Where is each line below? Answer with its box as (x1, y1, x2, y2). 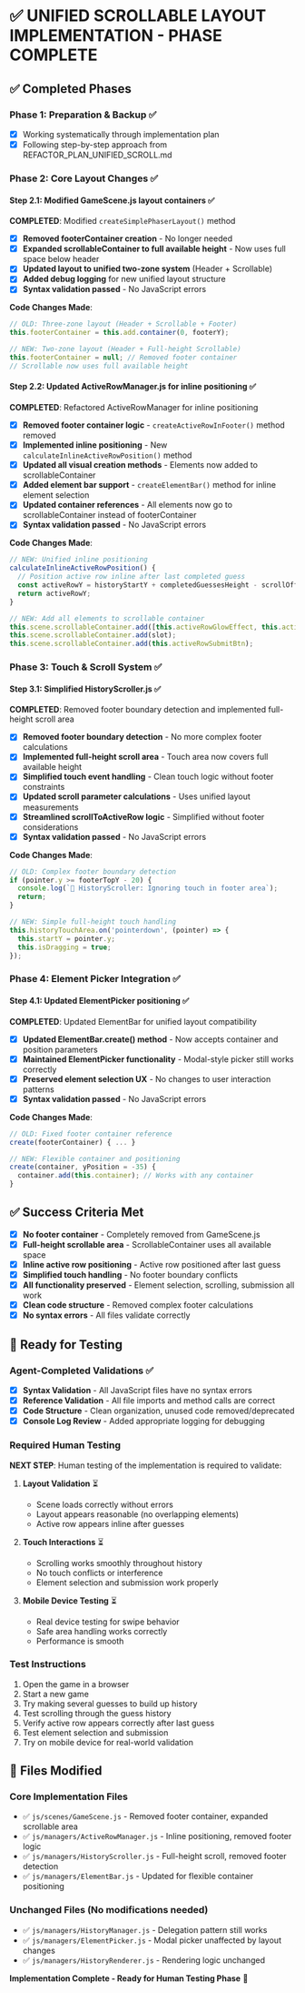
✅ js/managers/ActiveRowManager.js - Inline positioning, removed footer (22, 1831, 292, 1842)
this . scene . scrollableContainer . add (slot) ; (9, 631, 177, 640)
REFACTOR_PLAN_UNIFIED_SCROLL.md (22, 149, 172, 160)
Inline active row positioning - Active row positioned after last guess (22, 1259, 281, 1270)
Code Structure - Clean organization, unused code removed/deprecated (22, 1405, 295, 1416)
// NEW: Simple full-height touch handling (9, 917, 177, 926)
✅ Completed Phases (9, 81, 132, 96)
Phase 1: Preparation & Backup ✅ (9, 108, 157, 121)
